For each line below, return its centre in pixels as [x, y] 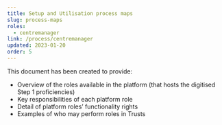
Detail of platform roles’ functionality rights [77, 106]
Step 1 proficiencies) [46, 92]
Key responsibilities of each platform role [75, 99]
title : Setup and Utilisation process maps [70, 13]
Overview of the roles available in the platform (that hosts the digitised [116, 84]
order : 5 [20, 52]
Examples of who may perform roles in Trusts [81, 113]
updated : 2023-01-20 [37, 45]
